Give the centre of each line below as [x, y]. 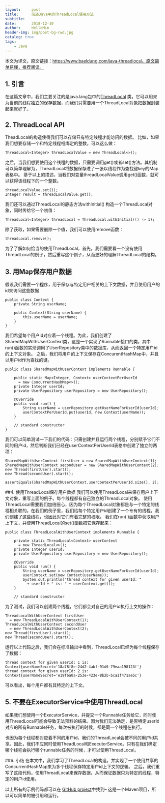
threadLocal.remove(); [28, 239]
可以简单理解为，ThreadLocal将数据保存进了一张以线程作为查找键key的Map [82, 169]
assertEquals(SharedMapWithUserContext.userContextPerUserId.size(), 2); [82, 482]
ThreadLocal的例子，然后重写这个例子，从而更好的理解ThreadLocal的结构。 [82, 255]
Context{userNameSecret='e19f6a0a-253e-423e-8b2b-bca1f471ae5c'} [73, 676]
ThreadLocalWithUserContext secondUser [46, 625]
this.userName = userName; [50, 317]
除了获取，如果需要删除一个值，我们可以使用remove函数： [64, 230]
